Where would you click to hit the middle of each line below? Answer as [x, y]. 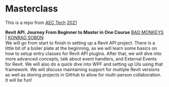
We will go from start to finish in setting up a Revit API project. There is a [80, 42]
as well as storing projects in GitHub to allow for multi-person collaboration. [83, 74]
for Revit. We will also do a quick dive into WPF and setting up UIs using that [84, 64]
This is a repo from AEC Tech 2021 [41, 22]
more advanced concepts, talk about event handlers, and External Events [81, 58]
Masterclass [32, 9]
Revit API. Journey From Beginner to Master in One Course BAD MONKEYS [84, 32]
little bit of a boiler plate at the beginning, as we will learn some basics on [81, 48]
